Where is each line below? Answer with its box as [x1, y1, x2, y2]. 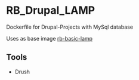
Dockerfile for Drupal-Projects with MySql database [6, 23, 133, 30]
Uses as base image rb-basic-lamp [6, 35, 93, 42]
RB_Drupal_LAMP [6, 4, 95, 17]
